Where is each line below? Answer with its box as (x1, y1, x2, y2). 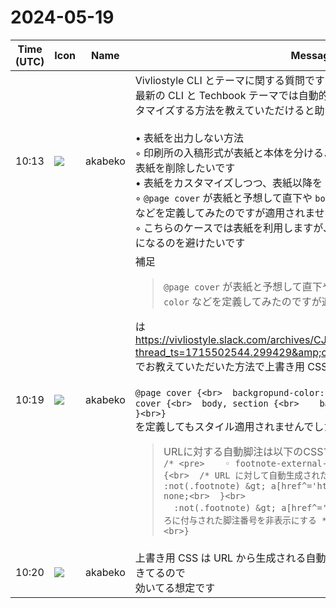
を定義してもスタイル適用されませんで (134, 419, 315, 433)
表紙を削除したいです (134, 161, 236, 175)
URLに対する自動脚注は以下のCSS (163, 444, 324, 458)
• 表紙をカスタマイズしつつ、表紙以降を (134, 176, 323, 190)
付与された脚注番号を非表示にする (180, 514, 317, 526)
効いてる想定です (134, 581, 216, 595)
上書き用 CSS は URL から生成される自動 (134, 551, 327, 565)
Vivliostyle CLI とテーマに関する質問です (134, 73, 326, 87)
